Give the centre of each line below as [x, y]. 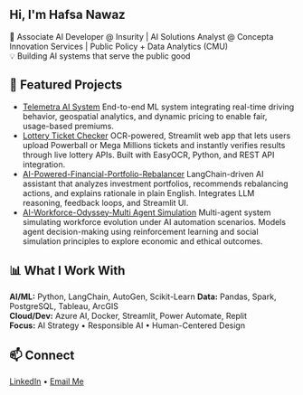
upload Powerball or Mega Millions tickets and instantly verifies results [154, 145]
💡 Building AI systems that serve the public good [100, 56]
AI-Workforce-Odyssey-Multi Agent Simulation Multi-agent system [147, 212]
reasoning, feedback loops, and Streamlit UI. [105, 202]
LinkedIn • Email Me [47, 381]
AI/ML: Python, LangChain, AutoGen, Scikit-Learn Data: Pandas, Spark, [143, 296]
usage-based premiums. [68, 126]
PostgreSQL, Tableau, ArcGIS [64, 306]
